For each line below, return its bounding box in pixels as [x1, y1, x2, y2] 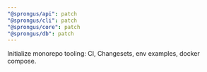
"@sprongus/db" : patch [7, 30, 74, 37]
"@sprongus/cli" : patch [7, 17, 78, 24]
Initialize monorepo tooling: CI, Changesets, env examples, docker [7, 49, 200, 58]
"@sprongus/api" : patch [7, 10, 78, 18]
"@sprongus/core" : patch [7, 23, 81, 30]
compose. [7, 57, 37, 66]
